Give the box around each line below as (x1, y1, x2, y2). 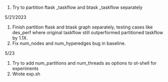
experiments (12, 66, 39, 71)
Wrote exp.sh (12, 71, 40, 77)
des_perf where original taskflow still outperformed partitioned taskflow (12, 30, 163, 35)
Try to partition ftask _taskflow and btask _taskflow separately (12, 5, 143, 10)
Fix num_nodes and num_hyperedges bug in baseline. (12, 40, 126, 46)
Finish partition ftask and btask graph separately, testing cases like (12, 24, 153, 30)
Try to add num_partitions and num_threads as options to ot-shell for (12, 60, 157, 66)
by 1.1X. (12, 35, 28, 41)
